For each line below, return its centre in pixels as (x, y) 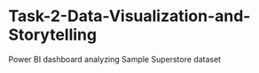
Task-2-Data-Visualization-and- (129, 16)
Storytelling (53, 35)
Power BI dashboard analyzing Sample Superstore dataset (115, 59)
